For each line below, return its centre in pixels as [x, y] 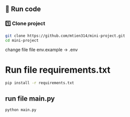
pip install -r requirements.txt [40, 83]
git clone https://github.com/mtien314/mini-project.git [65, 36]
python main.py [21, 110]
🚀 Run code [23, 9]
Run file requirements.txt [58, 70]
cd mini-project [22, 40]
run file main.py [30, 98]
